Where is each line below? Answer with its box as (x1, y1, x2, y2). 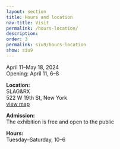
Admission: (6, 112, 35, 119)
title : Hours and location (6, 14, 73, 20)
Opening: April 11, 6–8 (6, 69, 59, 77)
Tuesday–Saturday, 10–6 (6, 136, 66, 143)
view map (6, 100, 30, 107)
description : (6, 31, 39, 37)
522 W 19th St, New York (6, 94, 67, 101)
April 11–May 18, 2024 (6, 64, 59, 71)
